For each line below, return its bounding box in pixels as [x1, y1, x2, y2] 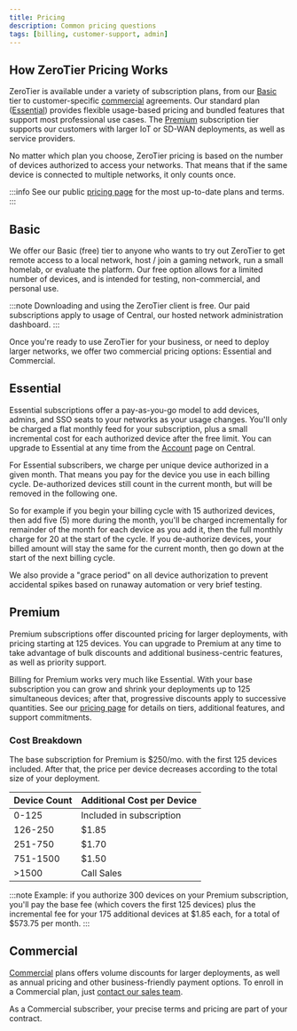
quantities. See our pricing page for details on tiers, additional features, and [9, 702, 285, 713]
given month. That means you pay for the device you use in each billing [9, 468, 270, 480]
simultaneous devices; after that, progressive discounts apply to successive [9, 692, 286, 703]
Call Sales [81, 867, 122, 879]
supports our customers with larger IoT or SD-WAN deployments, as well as [9, 124, 285, 134]
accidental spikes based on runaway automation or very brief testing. [9, 579, 262, 589]
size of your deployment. [9, 772, 100, 783]
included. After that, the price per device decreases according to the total [9, 763, 277, 774]
